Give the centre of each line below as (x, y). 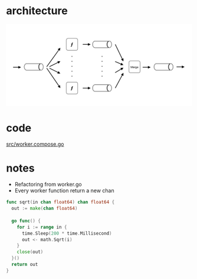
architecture (37, 11)
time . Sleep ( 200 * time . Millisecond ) (67, 233)
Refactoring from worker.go (48, 185)
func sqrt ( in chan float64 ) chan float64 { (60, 202)
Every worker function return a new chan (64, 191)
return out (25, 265)
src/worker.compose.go (35, 144)
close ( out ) (30, 252)
